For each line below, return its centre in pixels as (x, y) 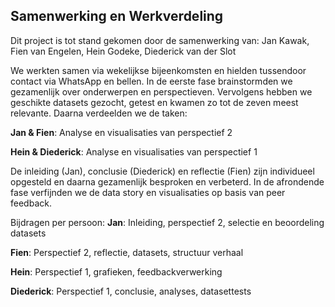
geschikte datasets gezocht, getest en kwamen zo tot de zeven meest (154, 102)
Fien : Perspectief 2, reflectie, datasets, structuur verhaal (127, 252)
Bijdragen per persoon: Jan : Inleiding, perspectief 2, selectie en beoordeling (167, 222)
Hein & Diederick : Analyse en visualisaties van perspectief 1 (134, 151)
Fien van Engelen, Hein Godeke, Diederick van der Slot (123, 51)
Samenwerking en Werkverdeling (117, 16)
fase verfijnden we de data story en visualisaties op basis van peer (148, 192)
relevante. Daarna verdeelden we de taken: (99, 113)
